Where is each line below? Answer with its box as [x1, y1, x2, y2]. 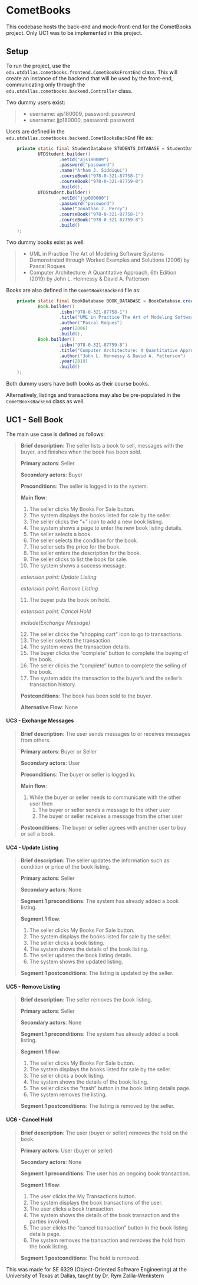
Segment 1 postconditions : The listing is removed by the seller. [20, 1103, 175, 1110]
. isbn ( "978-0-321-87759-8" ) [58, 342, 128, 348]
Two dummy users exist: [6, 99, 65, 106]
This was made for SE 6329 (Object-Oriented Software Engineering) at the [6, 1266, 187, 1273]
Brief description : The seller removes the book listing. [20, 996, 153, 1003]
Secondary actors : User [20, 759, 81, 767]
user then [29, 800, 53, 807]
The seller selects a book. [29, 530, 93, 537]
